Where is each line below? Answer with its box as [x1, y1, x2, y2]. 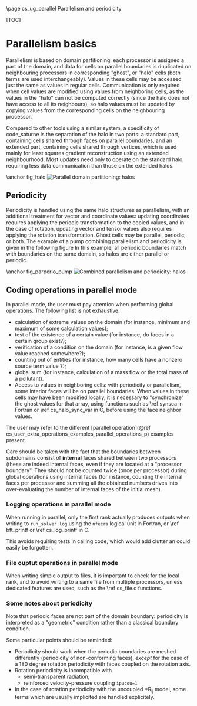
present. [6, 436, 26, 443]
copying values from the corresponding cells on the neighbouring [6, 106, 165, 114]
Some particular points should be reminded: [6, 637, 113, 644]
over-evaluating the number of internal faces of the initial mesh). [6, 485, 162, 492]
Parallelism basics [6, 37, 97, 51]
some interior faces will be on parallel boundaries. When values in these [14, 387, 189, 394]
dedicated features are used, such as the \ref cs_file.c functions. [6, 584, 163, 592]
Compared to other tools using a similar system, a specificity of [6, 124, 160, 132]
